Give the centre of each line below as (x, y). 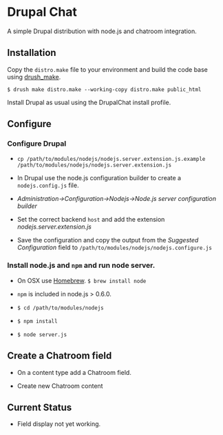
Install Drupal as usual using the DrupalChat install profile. (89, 102)
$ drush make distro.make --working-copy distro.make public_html (104, 89)
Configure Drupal (37, 144)
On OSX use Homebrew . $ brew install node (82, 280)
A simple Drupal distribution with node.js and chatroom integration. (102, 31)
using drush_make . (34, 77)
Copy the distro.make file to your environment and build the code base (108, 69)
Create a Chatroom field (60, 356)
